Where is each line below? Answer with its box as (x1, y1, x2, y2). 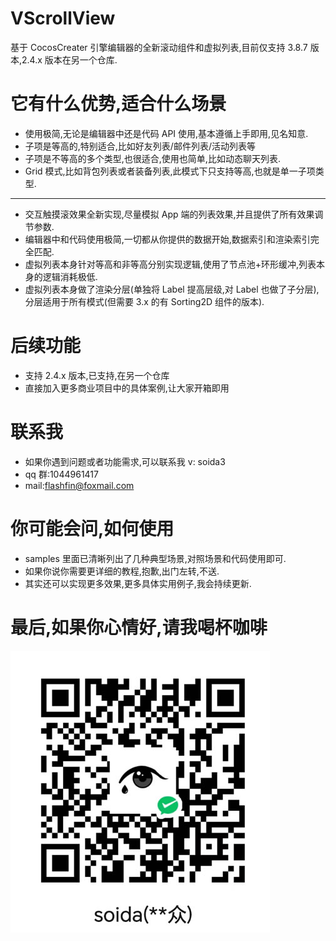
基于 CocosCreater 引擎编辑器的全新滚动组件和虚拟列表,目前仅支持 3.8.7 (10, 41, 308, 53)
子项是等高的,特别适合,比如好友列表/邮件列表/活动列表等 (24, 140, 256, 152)
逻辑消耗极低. (42, 270, 98, 282)
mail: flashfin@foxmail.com (24, 479, 135, 491)
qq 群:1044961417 (24, 468, 99, 480)
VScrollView (10, 7, 116, 30)
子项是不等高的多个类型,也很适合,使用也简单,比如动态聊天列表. (24, 152, 281, 164)
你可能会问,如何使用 (10, 517, 175, 540)
